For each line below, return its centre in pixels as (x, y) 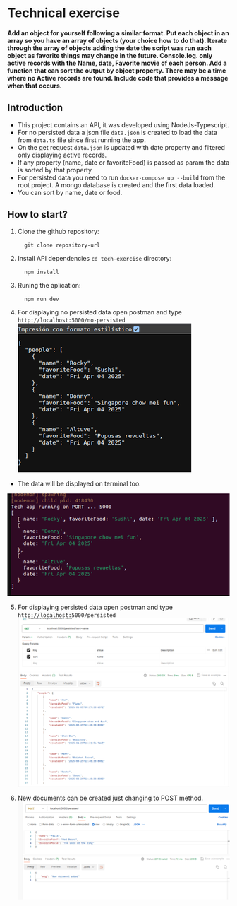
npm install (42, 272)
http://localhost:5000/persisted (67, 616)
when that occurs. (35, 86)
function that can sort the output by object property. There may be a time (117, 70)
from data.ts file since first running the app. (81, 140)
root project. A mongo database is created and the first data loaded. (116, 184)
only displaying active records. (62, 155)
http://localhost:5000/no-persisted (71, 320)
